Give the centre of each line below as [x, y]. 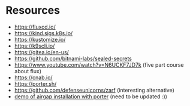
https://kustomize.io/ [40, 39]
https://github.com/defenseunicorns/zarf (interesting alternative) [94, 90]
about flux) [28, 71]
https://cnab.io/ [33, 77]
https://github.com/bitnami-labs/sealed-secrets [73, 58]
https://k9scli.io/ [34, 46]
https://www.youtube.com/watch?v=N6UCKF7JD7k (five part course [99, 65]
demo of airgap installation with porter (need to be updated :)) [91, 96]
